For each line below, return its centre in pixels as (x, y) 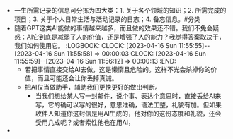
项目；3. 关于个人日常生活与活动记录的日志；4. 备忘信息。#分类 (107, 19)
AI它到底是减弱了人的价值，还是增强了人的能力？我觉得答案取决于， (126, 37)
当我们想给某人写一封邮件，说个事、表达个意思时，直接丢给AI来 (128, 96)
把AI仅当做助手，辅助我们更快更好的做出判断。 (93, 87)
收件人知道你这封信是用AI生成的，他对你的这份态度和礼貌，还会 (128, 114)
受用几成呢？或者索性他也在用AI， (85, 122)
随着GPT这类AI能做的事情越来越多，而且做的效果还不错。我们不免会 (113, 28)
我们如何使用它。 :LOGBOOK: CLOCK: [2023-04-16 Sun (95, 46)
